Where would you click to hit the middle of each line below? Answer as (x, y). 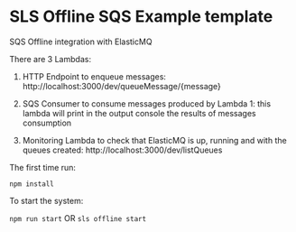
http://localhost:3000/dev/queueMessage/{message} (121, 86)
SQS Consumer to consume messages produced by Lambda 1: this (147, 103)
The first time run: (43, 167)
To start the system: (46, 200)
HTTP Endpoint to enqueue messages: (94, 76)
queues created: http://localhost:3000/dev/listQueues (122, 150)
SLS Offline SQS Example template (141, 17)
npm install (32, 184)
